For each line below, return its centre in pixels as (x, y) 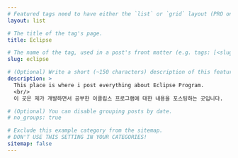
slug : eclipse (28, 60)
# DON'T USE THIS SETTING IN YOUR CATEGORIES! (77, 137)
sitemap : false (30, 144)
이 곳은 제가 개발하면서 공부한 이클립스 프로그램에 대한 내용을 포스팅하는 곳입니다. (118, 98)
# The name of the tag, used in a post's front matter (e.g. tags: (109, 53)
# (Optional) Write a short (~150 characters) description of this (109, 72)
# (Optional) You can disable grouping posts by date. (90, 111)
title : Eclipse (30, 40)
